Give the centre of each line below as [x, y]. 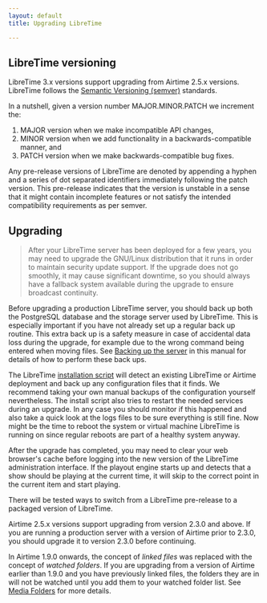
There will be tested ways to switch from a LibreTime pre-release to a [123, 500]
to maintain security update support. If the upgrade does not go [133, 267]
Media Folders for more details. [60, 591]
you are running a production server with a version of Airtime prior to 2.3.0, [132, 533]
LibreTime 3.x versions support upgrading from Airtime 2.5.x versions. [124, 82]
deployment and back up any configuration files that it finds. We [114, 384]
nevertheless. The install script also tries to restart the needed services [126, 401]
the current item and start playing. [65, 485]
